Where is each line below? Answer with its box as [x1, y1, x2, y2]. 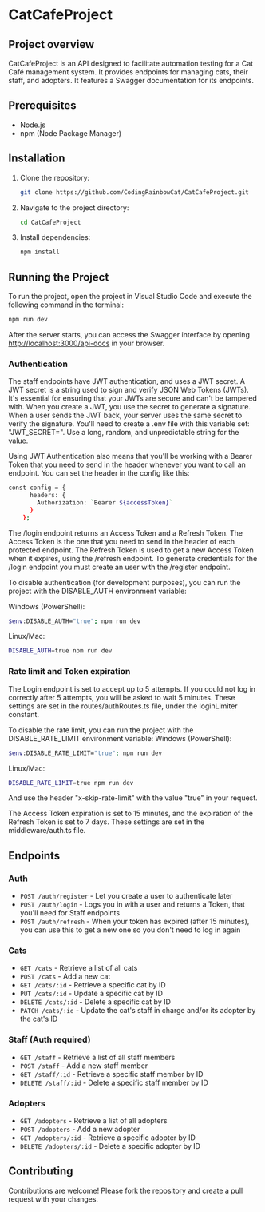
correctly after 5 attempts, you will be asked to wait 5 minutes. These [8, 692, 235, 702]
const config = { [8, 484, 66, 492]
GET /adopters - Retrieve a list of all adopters [19, 1115, 168, 1125]
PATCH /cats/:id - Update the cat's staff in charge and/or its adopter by [19, 1006, 256, 1015]
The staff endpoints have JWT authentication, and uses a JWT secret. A [8, 377, 246, 386]
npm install [19, 248, 60, 257]
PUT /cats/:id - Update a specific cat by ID [19, 989, 164, 999]
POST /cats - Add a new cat [19, 971, 111, 981]
